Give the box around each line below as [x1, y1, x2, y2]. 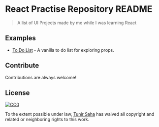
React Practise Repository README [5, 3, 153, 15]
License [5, 89, 30, 97]
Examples [5, 34, 36, 42]
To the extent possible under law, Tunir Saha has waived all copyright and [5, 111, 155, 117]
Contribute [5, 62, 39, 70]
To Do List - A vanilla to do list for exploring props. [12, 47, 114, 53]
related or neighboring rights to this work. [5, 117, 90, 123]
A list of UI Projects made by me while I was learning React [17, 20, 137, 26]
